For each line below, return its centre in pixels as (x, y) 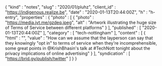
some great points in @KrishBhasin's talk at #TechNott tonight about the (78, 48)
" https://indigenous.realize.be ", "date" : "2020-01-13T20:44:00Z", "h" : (76, 12)
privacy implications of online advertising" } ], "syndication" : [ (68, 53)
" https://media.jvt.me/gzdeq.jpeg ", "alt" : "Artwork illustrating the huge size (81, 22)
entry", (12, 17)
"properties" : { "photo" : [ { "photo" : (57, 17)
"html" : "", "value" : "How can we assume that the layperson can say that (79, 38)
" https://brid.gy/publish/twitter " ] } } (41, 58)
